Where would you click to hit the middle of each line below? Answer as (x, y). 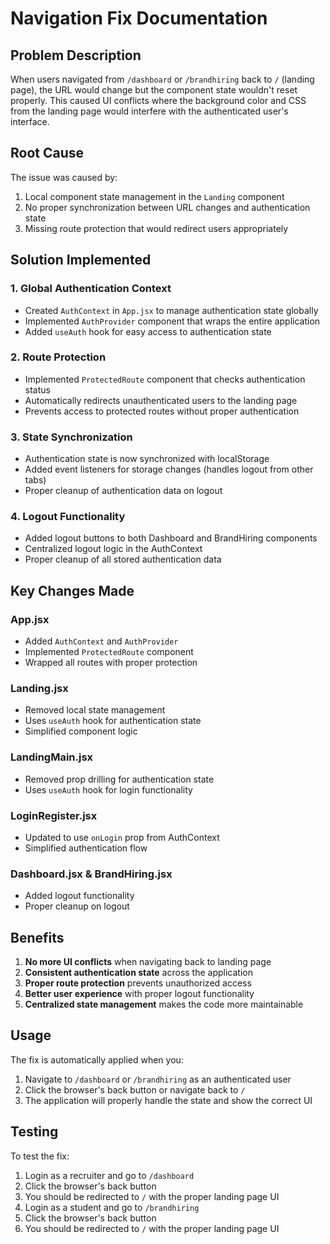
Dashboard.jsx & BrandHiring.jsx (91, 874)
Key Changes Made (72, 590)
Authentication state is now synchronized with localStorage (147, 459)
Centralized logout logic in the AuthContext (113, 549)
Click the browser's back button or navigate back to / (135, 1089)
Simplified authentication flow (86, 848)
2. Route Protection (58, 357)
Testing (34, 1132)
